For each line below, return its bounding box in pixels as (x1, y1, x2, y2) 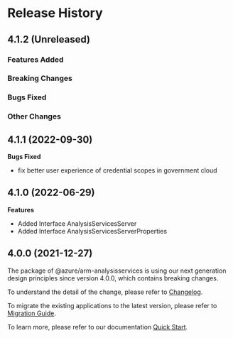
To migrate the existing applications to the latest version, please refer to (7, 301, 217, 310)
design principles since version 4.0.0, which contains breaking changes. (7, 273, 219, 282)
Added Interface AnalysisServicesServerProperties (17, 227, 168, 235)
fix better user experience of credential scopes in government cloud (17, 166, 218, 175)
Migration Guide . (7, 309, 57, 317)
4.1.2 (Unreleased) (7, 33, 91, 45)
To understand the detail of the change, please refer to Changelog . (7, 288, 203, 296)
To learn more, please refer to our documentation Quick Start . (7, 322, 188, 331)
